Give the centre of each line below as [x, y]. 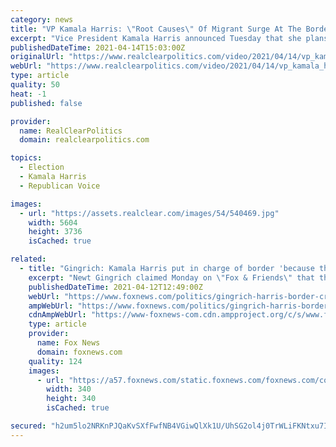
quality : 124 [55, 361]
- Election [42, 167]
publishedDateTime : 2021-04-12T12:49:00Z [115, 287]
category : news [42, 19]
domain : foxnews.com [79, 352]
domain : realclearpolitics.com [84, 140]
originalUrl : [37, 57]
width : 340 [69, 389]
